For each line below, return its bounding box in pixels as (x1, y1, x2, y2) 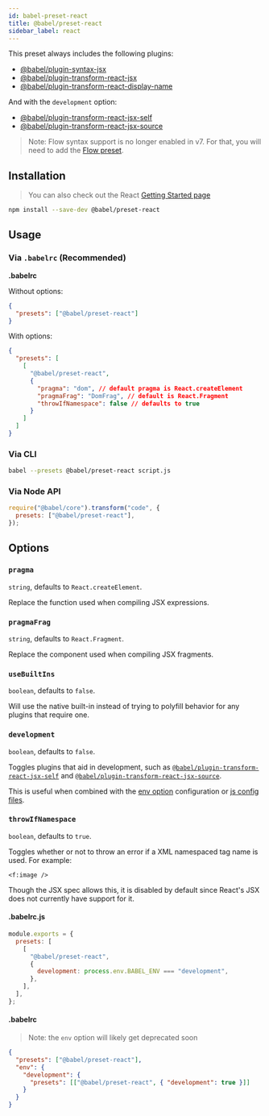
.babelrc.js (8, 912, 46, 922)
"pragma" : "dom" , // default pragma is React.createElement (37, 384, 243, 392)
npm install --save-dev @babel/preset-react (8, 206, 160, 214)
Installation (8, 168, 66, 182)
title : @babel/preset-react (8, 19, 103, 27)
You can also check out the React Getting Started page (27, 190, 211, 200)
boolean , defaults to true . (8, 831, 92, 840)
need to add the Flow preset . (27, 146, 124, 156)
